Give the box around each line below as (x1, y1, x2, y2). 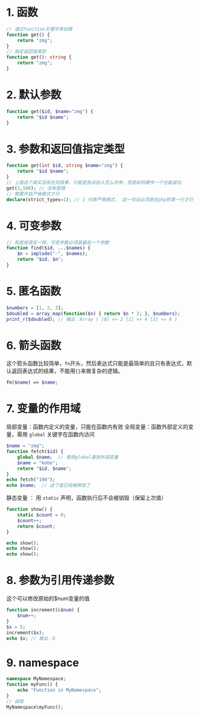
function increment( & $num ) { (6, 607, 80, 613)
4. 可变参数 (6, 219, 62, 233)
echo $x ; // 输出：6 (6, 635, 56, 641)
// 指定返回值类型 (6, 49, 47, 55)
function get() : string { (6, 54, 72, 61)
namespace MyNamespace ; (6, 676, 67, 682)
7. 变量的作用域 (6, 402, 81, 416)
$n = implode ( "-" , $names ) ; (17, 250, 88, 257)
